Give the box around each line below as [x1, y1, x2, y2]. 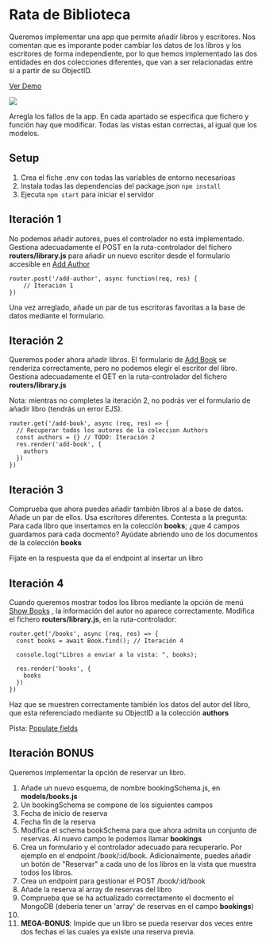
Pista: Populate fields [9, 724, 79, 733]
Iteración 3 [9, 483, 64, 497]
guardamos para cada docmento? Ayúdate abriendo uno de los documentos [9, 529, 259, 539]
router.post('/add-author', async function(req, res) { [9, 275, 198, 283]
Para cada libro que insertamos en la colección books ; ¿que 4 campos [9, 521, 241, 531]
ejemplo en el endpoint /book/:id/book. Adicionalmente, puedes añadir [20, 850, 252, 860]
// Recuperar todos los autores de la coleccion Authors [16, 427, 209, 435]
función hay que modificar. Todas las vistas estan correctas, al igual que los [9, 119, 257, 129]
